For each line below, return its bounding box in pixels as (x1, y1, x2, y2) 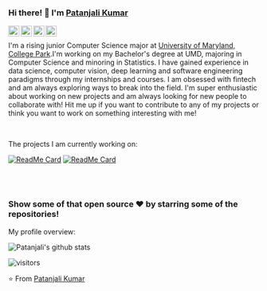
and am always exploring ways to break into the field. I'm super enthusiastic (8, 83, 257, 92)
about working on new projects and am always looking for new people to (8, 92, 247, 101)
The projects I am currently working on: (8, 140, 138, 149)
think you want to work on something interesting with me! (8, 108, 197, 118)
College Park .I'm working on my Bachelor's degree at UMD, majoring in (8, 49, 242, 59)
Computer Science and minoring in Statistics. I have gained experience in (8, 57, 249, 67)
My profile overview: (8, 226, 76, 236)
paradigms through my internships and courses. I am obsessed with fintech (8, 75, 257, 85)
